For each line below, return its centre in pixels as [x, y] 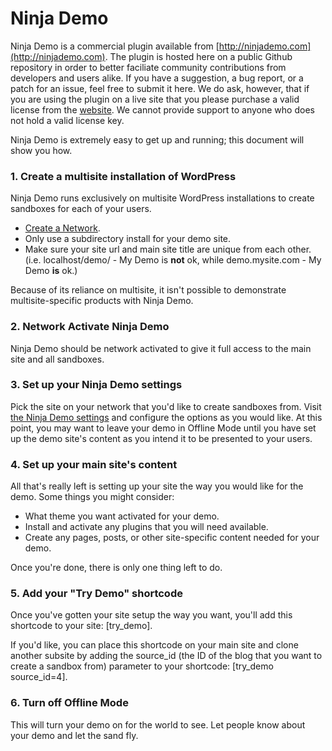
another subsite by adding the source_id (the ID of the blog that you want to [166, 656]
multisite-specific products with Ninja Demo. [102, 301]
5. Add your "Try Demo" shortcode [96, 594]
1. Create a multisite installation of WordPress [123, 176]
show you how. [41, 150]
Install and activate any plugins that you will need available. [146, 527]
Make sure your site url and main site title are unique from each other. [168, 249]
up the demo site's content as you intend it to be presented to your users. [161, 438]
